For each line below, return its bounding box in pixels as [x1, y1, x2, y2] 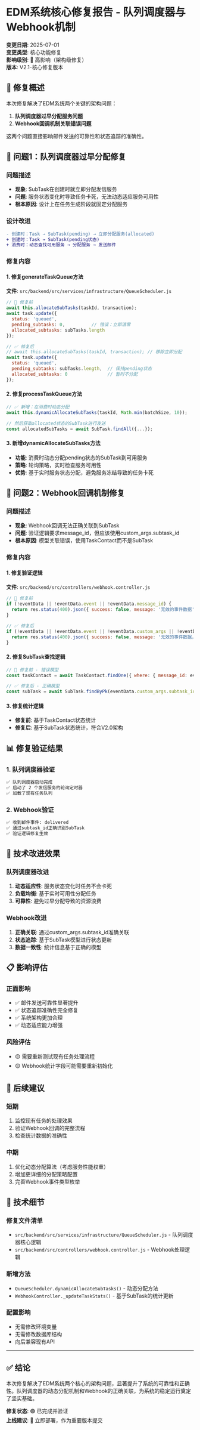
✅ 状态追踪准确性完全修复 [14, 1006, 79, 1014]
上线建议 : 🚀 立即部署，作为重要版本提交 [6, 1416, 103, 1423]
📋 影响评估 [6, 962, 48, 972]
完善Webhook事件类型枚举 [14, 1178, 80, 1185]
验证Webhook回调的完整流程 [14, 1125, 86, 1132]
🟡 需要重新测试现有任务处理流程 [14, 1052, 95, 1060]
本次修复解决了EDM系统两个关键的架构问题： [6, 100, 117, 107]
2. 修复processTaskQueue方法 [6, 390, 82, 397]
